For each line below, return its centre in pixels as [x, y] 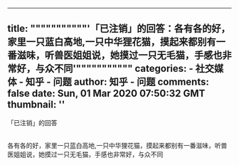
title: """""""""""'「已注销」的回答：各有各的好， [119, 29]
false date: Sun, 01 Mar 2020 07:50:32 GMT [106, 94]
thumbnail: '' [36, 105]
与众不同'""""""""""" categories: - [114, 69]
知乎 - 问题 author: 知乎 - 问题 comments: [117, 82]
